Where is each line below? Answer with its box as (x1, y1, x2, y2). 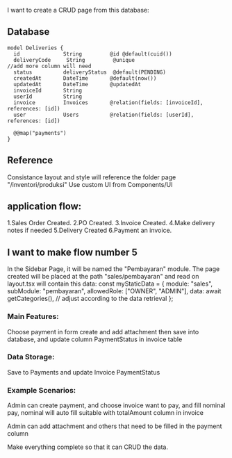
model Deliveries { (7, 44, 64, 51)
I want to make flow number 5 (7, 246, 138, 258)
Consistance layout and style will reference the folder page (7, 173, 176, 181)
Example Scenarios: (7, 385, 76, 395)
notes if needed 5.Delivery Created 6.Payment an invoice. (7, 226, 172, 235)
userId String (13, 93, 82, 100)
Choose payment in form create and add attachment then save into (7, 327, 199, 336)
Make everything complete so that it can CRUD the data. (7, 443, 169, 451)
